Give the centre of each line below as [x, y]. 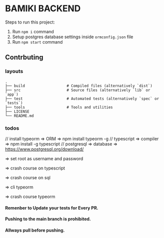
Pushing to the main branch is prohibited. [48, 219]
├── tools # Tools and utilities [59, 107]
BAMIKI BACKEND [43, 9]
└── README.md [20, 116]
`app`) [12, 94]
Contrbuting [24, 58]
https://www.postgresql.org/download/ [44, 149]
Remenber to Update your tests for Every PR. [52, 208]
